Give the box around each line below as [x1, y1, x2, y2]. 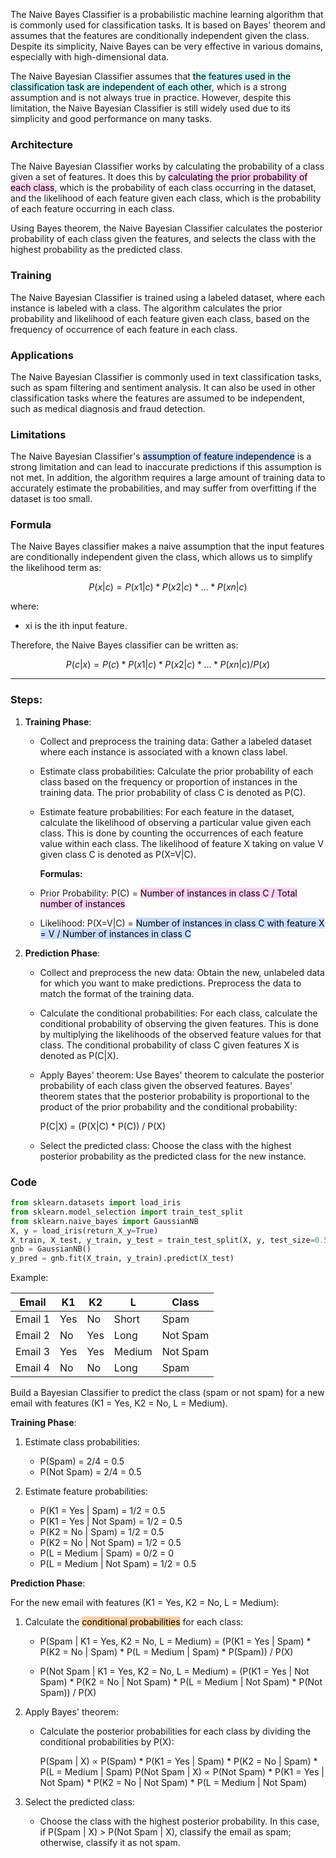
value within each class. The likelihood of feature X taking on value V [39, 837, 324, 849]
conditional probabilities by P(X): [39, 1736, 175, 1748]
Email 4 [15, 1361, 51, 1375]
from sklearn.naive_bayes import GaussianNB [10, 1216, 199, 1226]
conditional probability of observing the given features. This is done [39, 1017, 320, 1029]
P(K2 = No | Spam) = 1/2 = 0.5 [39, 1526, 165, 1538]
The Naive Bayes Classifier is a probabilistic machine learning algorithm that [10, 9, 324, 20]
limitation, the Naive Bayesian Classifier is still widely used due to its [10, 102, 291, 114]
